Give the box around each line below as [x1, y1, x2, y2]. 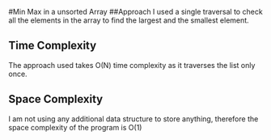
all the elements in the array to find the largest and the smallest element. [8, 15, 249, 25]
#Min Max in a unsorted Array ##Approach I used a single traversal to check [8, 7, 263, 16]
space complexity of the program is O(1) [8, 122, 142, 132]
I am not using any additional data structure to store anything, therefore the [8, 113, 259, 124]
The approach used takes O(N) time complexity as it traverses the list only [8, 60, 256, 70]
